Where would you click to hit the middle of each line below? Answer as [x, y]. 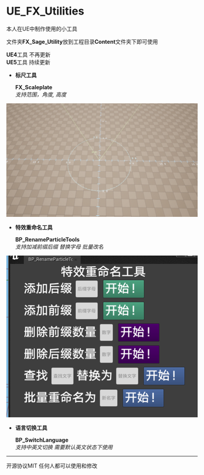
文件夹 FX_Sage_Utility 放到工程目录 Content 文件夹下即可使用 [82, 41]
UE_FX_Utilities [45, 11]
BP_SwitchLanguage [42, 440]
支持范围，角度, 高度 [41, 94]
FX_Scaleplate [34, 87]
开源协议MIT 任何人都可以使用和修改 [52, 465]
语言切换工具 [31, 428]
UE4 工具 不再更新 [29, 54]
